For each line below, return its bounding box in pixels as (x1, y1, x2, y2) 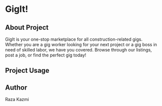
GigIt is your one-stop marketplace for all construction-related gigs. (5, 36, 143, 42)
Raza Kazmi (5, 97, 29, 103)
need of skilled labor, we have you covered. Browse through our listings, (5, 47, 152, 53)
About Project (5, 23, 49, 32)
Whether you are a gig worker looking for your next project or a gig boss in (5, 42, 157, 48)
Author (5, 83, 27, 92)
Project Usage (5, 66, 49, 75)
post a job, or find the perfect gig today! (5, 52, 86, 58)
